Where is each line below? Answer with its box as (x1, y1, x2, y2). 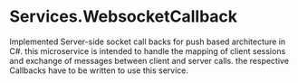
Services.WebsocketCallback (9, 6, 238, 27)
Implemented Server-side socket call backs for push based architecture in (9, 36, 286, 47)
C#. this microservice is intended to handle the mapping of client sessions (9, 45, 286, 56)
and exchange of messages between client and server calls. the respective (9, 55, 290, 66)
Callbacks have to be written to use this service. (9, 65, 188, 76)
